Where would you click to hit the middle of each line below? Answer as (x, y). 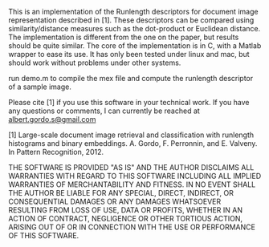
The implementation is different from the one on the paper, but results (124, 37)
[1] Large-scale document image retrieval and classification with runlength (131, 135)
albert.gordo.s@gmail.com (52, 119)
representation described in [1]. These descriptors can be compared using (131, 20)
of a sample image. (40, 87)
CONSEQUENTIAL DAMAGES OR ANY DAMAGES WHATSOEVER (115, 201)
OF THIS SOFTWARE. (44, 235)
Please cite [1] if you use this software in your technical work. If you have (129, 102)
